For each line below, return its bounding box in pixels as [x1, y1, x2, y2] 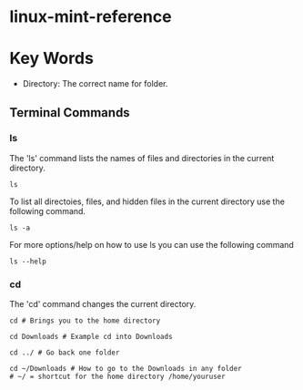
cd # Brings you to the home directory [9, 316, 161, 325]
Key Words [9, 48, 94, 69]
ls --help [9, 257, 47, 266]
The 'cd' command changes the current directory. [9, 299, 197, 310]
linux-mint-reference [9, 6, 172, 27]
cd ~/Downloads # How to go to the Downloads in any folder [9, 364, 243, 374]
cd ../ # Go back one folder [9, 348, 120, 357]
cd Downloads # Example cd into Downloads [9, 333, 173, 342]
